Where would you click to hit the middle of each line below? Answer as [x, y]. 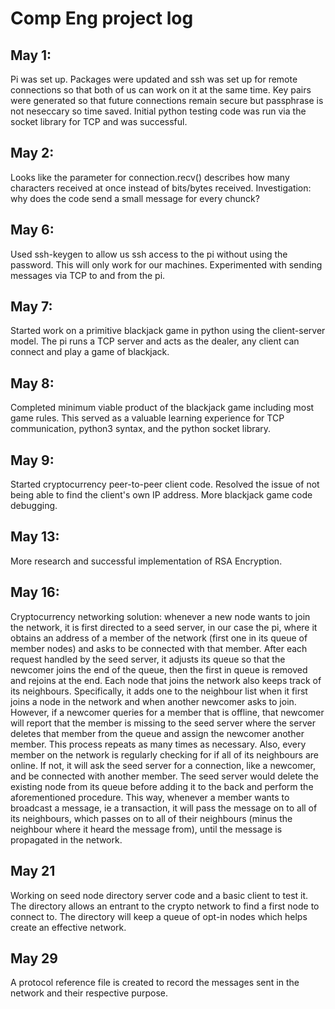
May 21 [33, 871]
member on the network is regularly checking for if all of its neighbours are [164, 754]
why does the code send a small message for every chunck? [135, 198]
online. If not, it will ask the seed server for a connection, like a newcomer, [163, 765]
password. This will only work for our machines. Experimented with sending [166, 264]
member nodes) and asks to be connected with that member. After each [159, 648]
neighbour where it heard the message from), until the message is [146, 829]
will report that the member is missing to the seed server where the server [163, 723]
